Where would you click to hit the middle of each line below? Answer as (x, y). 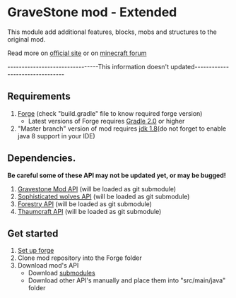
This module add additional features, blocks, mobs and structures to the (112, 32)
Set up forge (36, 251)
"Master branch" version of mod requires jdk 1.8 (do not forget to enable (122, 129)
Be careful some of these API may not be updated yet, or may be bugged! (117, 175)
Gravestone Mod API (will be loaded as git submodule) (97, 189)
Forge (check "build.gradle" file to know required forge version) (110, 113)
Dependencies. (42, 159)
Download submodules (61, 273)
